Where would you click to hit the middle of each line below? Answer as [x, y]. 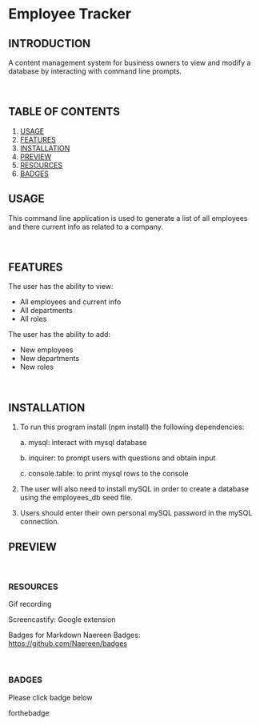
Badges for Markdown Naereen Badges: [74, 635]
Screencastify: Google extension [62, 620]
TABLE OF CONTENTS [64, 112]
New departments [50, 359]
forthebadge [29, 712]
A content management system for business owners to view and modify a [130, 62]
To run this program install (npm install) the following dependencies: [132, 427]
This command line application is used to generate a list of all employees [128, 218]
